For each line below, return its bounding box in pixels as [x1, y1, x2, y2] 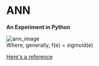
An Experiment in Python [6, 23, 71, 31]
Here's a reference [6, 53, 53, 60]
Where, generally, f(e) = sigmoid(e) [6, 41, 94, 49]
